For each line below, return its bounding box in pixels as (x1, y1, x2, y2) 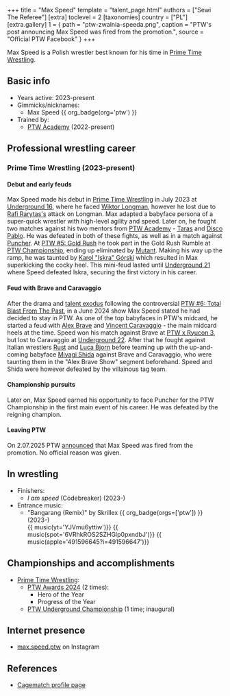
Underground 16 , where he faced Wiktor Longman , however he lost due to (7, 202, 216, 211)
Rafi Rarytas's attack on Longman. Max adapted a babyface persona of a (7, 210, 214, 218)
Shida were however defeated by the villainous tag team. (7, 365, 168, 373)
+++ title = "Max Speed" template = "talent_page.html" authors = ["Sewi (7, 6, 212, 14)
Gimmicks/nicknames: (16, 101, 80, 109)
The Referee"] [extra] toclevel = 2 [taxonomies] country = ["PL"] (7, 13, 188, 21)
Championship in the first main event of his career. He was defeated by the (7, 403, 218, 411)
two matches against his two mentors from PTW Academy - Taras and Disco (7, 224, 223, 232)
